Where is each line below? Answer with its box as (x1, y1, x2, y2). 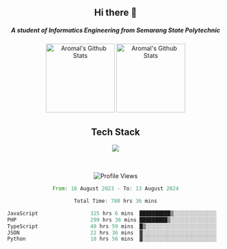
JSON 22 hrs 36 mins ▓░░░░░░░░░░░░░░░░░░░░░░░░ (7, 229, 217, 236)
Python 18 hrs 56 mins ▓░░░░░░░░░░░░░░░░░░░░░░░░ (7, 235, 217, 243)
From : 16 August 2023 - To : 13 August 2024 (52, 185, 179, 193)
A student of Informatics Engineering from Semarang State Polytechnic (11, 25, 220, 34)
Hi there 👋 (94, 7, 138, 19)
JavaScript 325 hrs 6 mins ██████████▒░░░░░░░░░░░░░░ (7, 210, 217, 217)
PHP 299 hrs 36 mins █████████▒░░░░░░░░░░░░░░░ (7, 216, 217, 224)
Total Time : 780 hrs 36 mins (74, 197, 158, 205)
